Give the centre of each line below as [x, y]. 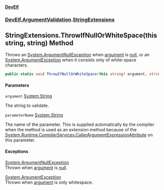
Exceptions [17, 151]
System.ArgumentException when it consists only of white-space [71, 60]
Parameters [17, 85]
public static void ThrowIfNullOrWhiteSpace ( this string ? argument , [76, 74]
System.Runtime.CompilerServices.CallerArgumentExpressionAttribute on [79, 135]
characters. [17, 65]
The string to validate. [27, 106]
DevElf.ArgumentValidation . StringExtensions [60, 20]
